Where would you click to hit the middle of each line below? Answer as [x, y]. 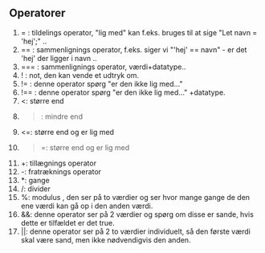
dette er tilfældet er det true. [67, 222]
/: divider [36, 189]
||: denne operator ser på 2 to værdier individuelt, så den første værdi [136, 231]
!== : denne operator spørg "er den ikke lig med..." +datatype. [123, 92]
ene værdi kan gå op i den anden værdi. [87, 206]
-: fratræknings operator [61, 171]
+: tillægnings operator [59, 163]
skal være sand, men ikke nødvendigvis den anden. [106, 239]
